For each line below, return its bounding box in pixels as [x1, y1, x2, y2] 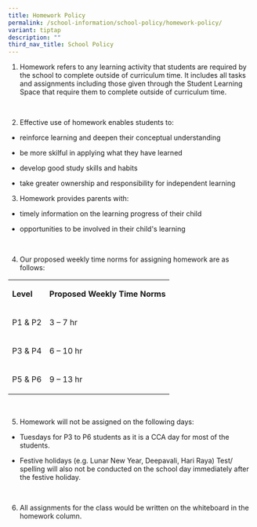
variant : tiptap [8, 26, 61, 34]
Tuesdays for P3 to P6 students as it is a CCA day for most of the [19, 433, 230, 442]
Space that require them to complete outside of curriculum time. [19, 87, 227, 97]
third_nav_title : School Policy [8, 41, 114, 49]
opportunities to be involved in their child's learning [19, 225, 186, 234]
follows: [19, 263, 45, 273]
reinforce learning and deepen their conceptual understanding [19, 133, 221, 142]
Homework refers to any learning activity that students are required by [19, 62, 247, 71]
